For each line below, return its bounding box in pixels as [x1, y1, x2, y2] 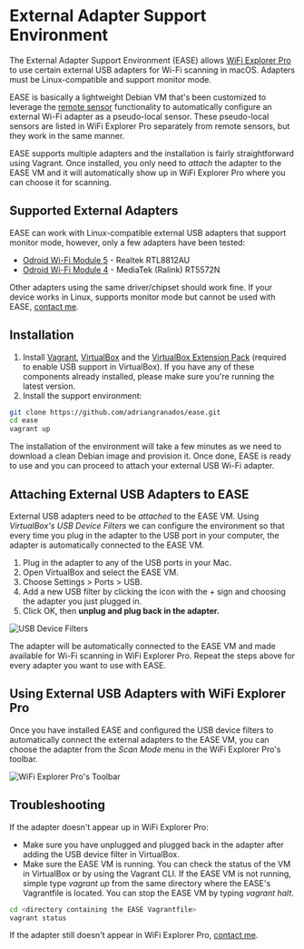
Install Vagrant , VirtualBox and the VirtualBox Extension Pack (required [22, 351, 287, 362]
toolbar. [9, 753, 38, 764]
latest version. [22, 381, 76, 391]
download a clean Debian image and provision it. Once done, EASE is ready [9, 450, 292, 461]
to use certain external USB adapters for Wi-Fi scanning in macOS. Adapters [9, 64, 296, 75]
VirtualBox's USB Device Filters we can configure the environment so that [9, 520, 285, 531]
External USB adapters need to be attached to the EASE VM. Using [9, 510, 260, 521]
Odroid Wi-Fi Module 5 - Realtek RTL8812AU [22, 254, 191, 265]
